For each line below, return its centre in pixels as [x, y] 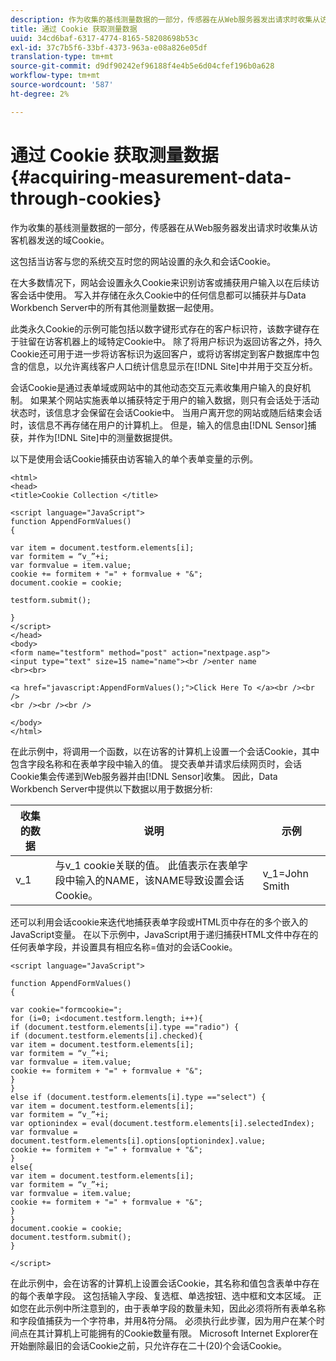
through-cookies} [86, 198]
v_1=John [285, 873]
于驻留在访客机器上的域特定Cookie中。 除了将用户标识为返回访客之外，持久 [166, 341]
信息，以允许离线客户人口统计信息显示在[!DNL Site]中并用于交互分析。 [172, 366]
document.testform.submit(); [71, 1237]
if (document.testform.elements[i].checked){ [106, 1036]
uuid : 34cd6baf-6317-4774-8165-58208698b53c [104, 38]
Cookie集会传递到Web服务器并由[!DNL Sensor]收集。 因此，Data [144, 776]
